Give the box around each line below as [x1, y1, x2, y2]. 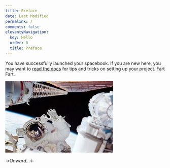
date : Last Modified [5, 13, 49, 19]
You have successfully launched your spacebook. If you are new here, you [5, 60, 161, 66]
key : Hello [10, 35, 33, 40]
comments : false [5, 24, 40, 29]
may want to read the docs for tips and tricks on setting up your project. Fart [5, 65, 165, 72]
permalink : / [5, 19, 33, 24]
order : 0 [10, 41, 28, 46]
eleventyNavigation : [5, 29, 49, 35]
